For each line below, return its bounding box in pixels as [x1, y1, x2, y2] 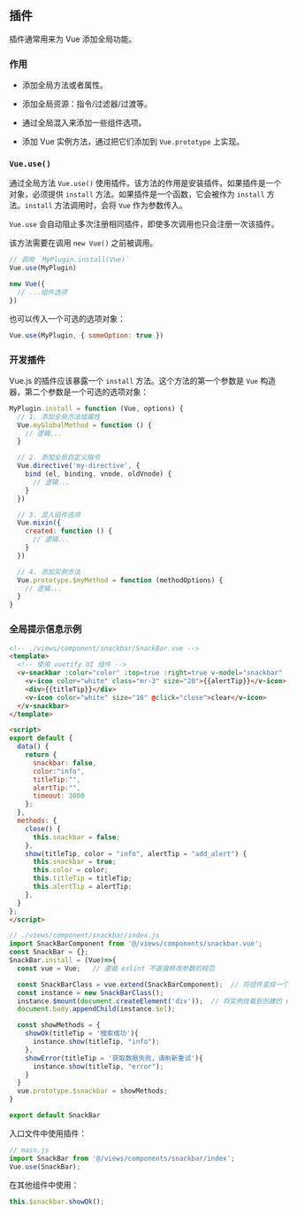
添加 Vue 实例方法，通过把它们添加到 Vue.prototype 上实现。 [21, 136, 245, 147]
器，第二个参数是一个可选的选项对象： [9, 386, 148, 397]
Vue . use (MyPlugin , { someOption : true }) [9, 331, 164, 339]
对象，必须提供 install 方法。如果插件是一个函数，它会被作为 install [9, 189, 265, 199]
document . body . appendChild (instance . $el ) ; [17, 1005, 176, 1014]
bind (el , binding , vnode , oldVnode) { [25, 470, 172, 479]
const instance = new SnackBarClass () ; [17, 988, 164, 997]
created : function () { [25, 526, 113, 536]
